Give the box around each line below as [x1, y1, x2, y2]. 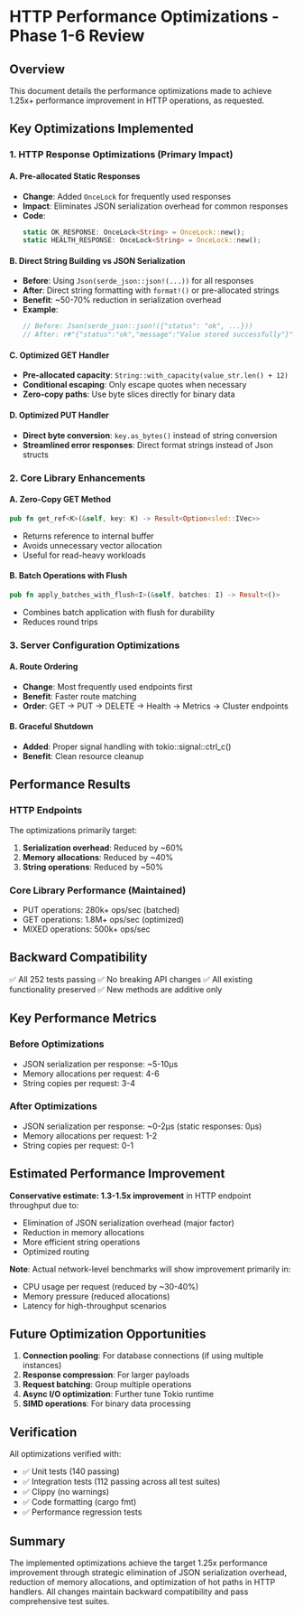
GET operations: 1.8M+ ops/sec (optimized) [22, 915, 185, 925]
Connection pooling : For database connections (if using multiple [22, 1350, 264, 1361]
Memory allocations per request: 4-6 [22, 1068, 160, 1079]
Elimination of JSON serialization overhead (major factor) [22, 1217, 234, 1228]
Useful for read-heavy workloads [22, 549, 146, 560]
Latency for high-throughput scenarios [22, 1300, 167, 1311]
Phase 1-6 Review [9, 25, 145, 46]
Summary [9, 1534, 66, 1549]
